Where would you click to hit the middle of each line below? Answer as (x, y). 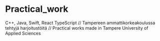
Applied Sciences (23, 33)
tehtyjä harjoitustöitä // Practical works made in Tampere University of (77, 28)
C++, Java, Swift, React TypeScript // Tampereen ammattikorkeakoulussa (80, 23)
